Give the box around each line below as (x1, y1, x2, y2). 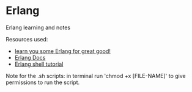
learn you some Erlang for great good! (14, 47, 111, 55)
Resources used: (6, 35, 48, 43)
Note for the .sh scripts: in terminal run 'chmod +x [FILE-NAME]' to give (6, 72, 186, 79)
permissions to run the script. (6, 79, 80, 86)
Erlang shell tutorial (14, 60, 64, 68)
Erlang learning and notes (6, 24, 71, 31)
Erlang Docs (14, 54, 46, 61)
